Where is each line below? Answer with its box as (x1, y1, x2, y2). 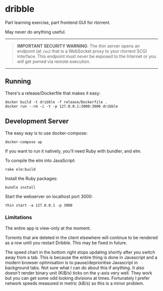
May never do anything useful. (5, 29, 66, 35)
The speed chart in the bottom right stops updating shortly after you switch (5, 249, 155, 255)
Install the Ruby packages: (5, 175, 58, 181)
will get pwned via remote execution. (16, 58, 91, 64)
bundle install (5, 185, 36, 190)
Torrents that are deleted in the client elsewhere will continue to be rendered (5, 234, 158, 240)
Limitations (5, 214, 33, 221)
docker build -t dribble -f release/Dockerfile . (5, 99, 108, 104)
